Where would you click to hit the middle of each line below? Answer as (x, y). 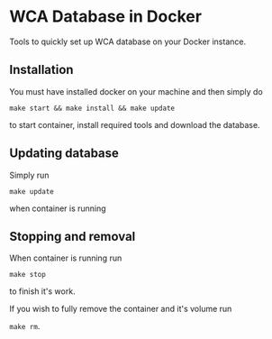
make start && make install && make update (92, 108)
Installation (41, 70)
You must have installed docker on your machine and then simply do (136, 91)
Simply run (29, 175)
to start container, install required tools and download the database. (135, 124)
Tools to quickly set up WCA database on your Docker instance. (127, 41)
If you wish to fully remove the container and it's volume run (121, 309)
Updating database (64, 154)
